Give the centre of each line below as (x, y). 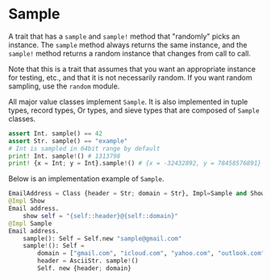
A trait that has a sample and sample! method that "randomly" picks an (124, 36)
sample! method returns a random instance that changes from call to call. (130, 53)
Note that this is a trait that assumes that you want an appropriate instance (132, 68)
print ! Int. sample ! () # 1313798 (65, 156)
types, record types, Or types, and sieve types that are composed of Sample (134, 110)
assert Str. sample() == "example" (68, 141)
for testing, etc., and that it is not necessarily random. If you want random (130, 77)
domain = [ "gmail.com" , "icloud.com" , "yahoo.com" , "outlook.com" (151, 253)
